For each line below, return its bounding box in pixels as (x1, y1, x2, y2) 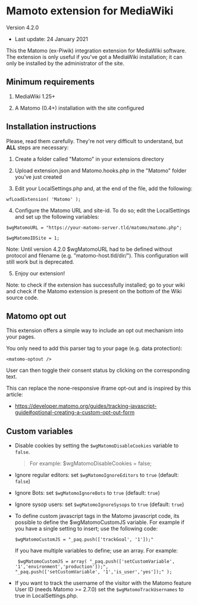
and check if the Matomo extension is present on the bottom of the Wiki (6, 287, 182, 294)
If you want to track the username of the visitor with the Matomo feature (14, 579, 191, 587)
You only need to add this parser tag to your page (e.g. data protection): (6, 345, 183, 352)
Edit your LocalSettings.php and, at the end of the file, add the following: (14, 185, 193, 192)
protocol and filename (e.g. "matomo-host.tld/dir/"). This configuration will (6, 252, 188, 259)
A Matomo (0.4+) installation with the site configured (14, 104, 144, 111)
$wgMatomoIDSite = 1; (6, 235, 60, 241)
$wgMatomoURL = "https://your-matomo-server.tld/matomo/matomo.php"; (6, 225, 183, 231)
